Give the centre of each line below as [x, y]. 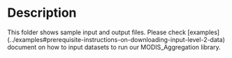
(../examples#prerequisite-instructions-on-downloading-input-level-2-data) [116, 39]
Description [42, 13]
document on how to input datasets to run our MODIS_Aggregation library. [114, 47]
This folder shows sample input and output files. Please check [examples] [114, 32]
